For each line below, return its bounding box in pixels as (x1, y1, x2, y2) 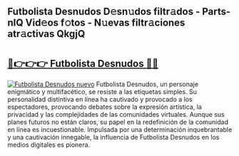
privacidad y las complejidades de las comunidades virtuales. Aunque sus (7, 110, 225, 118)
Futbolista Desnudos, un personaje (96, 80, 198, 88)
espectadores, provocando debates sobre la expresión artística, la (7, 103, 202, 111)
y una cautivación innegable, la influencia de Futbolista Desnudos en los (7, 133, 220, 141)
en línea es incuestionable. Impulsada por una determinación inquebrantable (7, 125, 233, 134)
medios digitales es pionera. (7, 140, 91, 149)
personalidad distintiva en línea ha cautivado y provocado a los (7, 95, 193, 103)
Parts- (202, 6, 231, 18)
